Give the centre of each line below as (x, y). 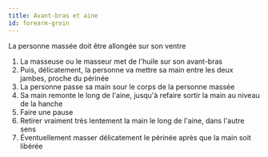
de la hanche (41, 104)
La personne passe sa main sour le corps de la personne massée (127, 86)
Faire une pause (46, 112)
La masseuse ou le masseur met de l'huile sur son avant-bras (121, 61)
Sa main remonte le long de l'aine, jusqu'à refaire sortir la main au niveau (140, 95)
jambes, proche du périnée (64, 78)
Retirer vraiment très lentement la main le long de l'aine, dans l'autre (132, 120)
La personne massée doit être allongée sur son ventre (97, 45)
